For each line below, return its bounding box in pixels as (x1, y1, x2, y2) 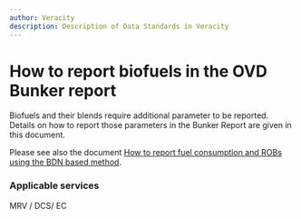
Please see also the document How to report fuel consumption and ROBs (9, 147, 283, 158)
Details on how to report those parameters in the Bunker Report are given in (9, 120, 292, 131)
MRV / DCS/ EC (9, 200, 67, 211)
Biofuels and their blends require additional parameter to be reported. (9, 110, 269, 121)
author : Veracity (9, 13, 75, 23)
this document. (9, 129, 66, 141)
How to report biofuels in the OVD (9, 61, 267, 82)
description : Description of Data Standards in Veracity (9, 22, 229, 31)
